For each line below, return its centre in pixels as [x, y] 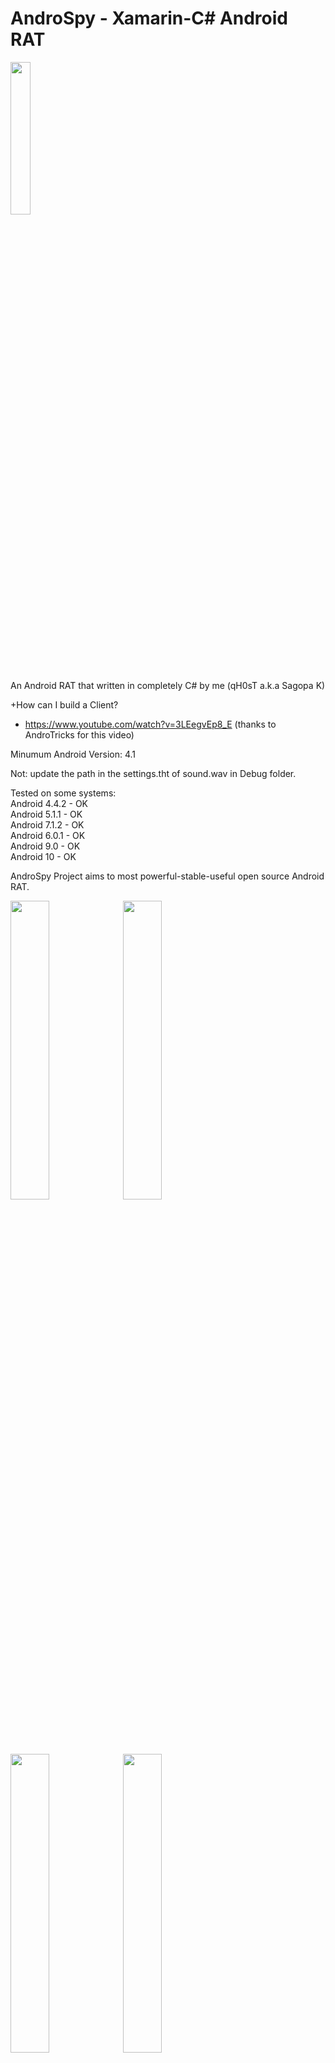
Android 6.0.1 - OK [48, 835]
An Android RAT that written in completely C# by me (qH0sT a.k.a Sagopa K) [168, 685]
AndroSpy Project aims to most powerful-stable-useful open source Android [167, 876]
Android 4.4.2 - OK [49, 803]
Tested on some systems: [63, 793]
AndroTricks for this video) [79, 734]
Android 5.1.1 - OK [46, 814]
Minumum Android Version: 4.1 [73, 754]
